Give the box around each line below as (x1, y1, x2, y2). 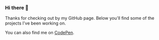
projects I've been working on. (5, 20, 66, 26)
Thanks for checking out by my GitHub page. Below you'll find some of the (5, 15, 155, 21)
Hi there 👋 (5, 4, 29, 11)
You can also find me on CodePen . (5, 30, 74, 36)
